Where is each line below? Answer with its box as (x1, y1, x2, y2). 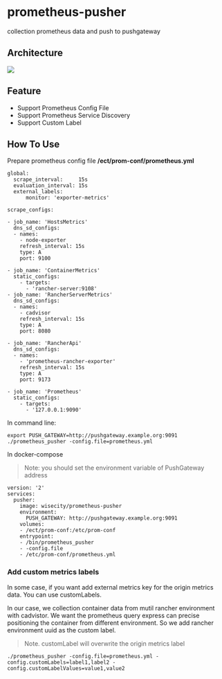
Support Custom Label (17, 118, 82, 127)
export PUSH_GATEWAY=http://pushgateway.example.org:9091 (7, 432, 178, 439)
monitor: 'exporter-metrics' (25, 195, 110, 202)
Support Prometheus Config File (17, 103, 109, 112)
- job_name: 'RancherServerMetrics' (7, 292, 113, 299)
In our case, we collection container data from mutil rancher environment (7, 603, 215, 612)
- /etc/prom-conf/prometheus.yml (19, 552, 116, 558)
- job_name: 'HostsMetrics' (7, 219, 89, 226)
